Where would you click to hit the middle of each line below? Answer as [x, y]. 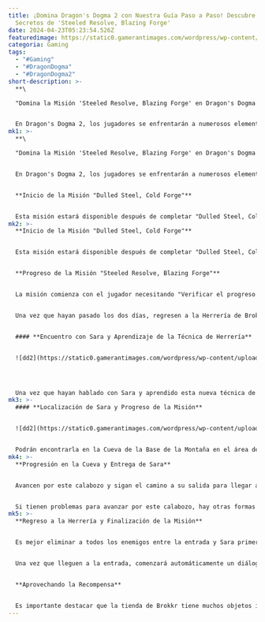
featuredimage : [33, 37]
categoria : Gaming [38, 45]
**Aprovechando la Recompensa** [69, 584]
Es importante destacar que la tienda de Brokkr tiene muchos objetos [134, 605]
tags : [17, 52]
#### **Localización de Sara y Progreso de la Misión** [109, 408]
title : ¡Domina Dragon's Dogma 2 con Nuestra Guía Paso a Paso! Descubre [132, 15]
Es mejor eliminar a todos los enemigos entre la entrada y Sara [125, 542]
